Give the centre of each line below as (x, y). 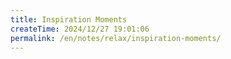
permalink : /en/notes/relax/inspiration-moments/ (116, 38)
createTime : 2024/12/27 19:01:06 (80, 29)
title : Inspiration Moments (69, 19)
